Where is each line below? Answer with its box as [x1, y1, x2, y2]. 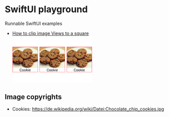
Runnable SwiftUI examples [5, 20, 63, 26]
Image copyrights [5, 93, 62, 101]
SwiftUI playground [5, 4, 88, 15]
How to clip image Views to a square [12, 30, 89, 36]
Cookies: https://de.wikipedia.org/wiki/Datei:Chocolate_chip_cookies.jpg [12, 106, 164, 112]
